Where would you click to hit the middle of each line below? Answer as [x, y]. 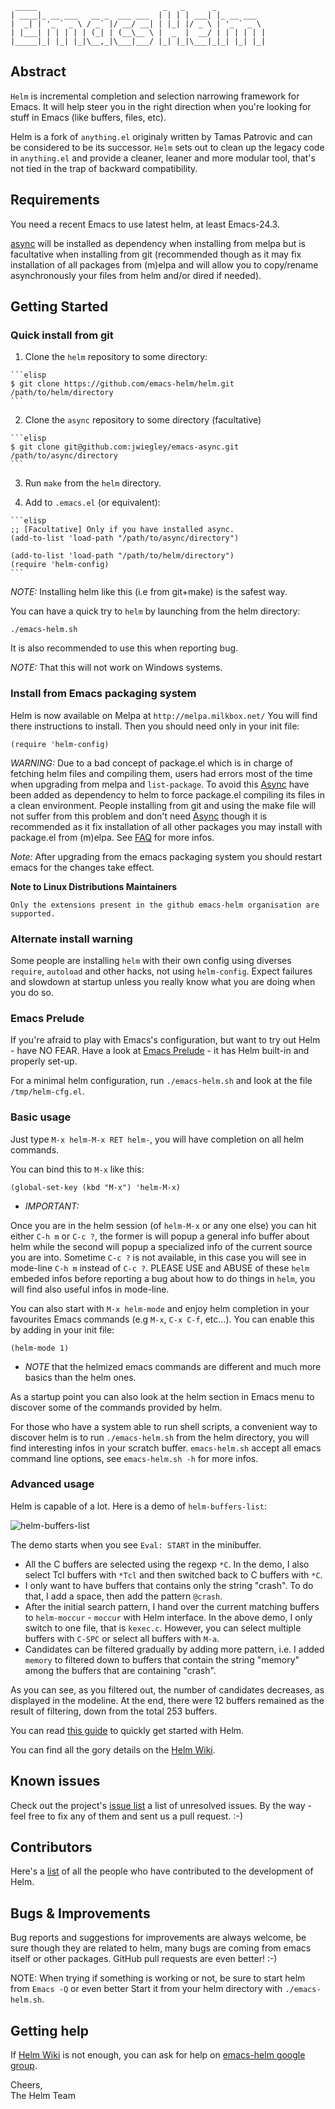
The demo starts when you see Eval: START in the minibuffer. [136, 1544]
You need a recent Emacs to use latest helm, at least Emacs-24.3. [145, 224]
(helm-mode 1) [40, 1348]
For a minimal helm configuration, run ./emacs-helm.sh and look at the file [161, 1081]
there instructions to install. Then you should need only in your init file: [155, 726]
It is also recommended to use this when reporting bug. [124, 648]
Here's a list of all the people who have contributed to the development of [162, 1871]
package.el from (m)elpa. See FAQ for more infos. [112, 837]
